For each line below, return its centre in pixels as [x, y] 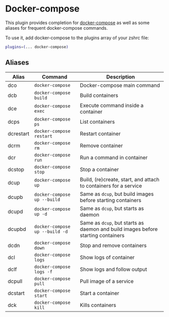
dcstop [16, 169]
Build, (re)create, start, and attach [120, 179]
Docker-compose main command [120, 85]
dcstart [16, 293]
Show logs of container [107, 257]
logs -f [44, 272]
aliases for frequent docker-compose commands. [57, 28]
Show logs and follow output [113, 269]
